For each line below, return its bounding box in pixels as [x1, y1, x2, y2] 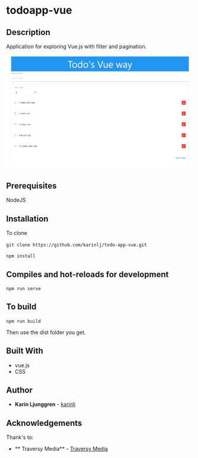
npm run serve [6, 286, 41, 292]
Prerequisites [6, 180, 57, 190]
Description [6, 27, 50, 37]
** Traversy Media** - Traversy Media [14, 446, 108, 453]
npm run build [6, 318, 41, 324]
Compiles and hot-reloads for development [6, 269, 169, 279]
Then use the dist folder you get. [6, 329, 86, 336]
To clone [6, 230, 28, 237]
